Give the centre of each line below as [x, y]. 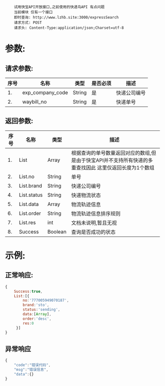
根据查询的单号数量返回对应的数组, [111, 153]
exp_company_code [45, 92]
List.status [31, 195]
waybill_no [35, 102]
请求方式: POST [28, 23]
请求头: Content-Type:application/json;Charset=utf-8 [69, 28]
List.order [30, 213]
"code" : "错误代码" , [32, 365]
